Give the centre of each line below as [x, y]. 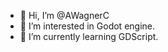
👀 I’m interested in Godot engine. [87, 26]
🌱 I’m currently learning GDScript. [89, 36]
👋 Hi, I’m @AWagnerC [64, 15]
